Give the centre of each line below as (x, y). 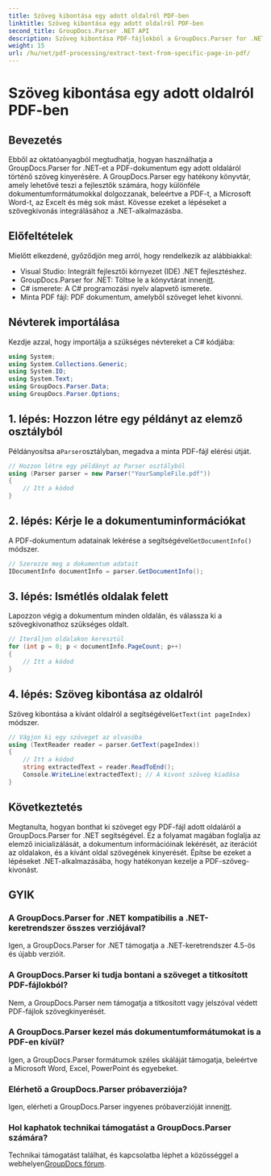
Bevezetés (35, 140)
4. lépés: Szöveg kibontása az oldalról (106, 694)
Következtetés (46, 807)
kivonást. (23, 869)
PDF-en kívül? (36, 1042)
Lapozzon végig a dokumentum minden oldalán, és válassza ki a (115, 616)
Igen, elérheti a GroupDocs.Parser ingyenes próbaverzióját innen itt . (120, 1107)
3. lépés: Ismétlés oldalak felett (88, 596)
